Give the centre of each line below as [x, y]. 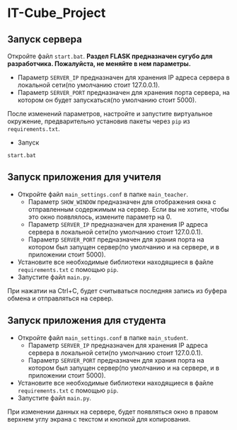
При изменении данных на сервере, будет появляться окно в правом [113, 412]
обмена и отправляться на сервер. [60, 298]
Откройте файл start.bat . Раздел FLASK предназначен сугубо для [110, 56]
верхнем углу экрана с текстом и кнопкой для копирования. [99, 419]
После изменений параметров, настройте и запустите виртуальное [110, 114]
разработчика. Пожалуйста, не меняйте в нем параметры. [99, 64]
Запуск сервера [45, 39]
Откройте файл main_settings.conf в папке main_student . [103, 337]
